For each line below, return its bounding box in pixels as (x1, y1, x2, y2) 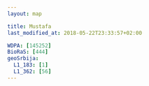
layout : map (7, 10, 42, 17)
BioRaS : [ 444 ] (7, 48, 49, 56)
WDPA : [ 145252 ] (7, 42, 52, 49)
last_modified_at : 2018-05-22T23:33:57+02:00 (7, 29, 142, 36)
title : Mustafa (7, 22, 52, 30)
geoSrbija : (7, 55, 39, 62)
